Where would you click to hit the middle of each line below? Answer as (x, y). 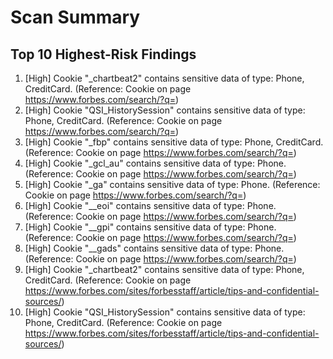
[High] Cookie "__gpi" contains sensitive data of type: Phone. (150, 227)
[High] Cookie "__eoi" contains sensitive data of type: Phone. (150, 205)
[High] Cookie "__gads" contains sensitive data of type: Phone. (154, 248)
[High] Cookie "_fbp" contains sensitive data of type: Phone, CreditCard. (174, 142)
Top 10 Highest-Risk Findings (103, 54)
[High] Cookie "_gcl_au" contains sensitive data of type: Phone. (155, 163)
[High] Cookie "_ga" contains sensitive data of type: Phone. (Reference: (172, 184)
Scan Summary (75, 17)
